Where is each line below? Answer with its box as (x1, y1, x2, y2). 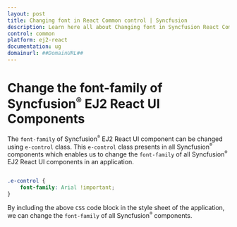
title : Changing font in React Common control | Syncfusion (7, 17, 188, 24)
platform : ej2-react (7, 37, 68, 44)
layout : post (7, 10, 46, 18)
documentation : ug (7, 43, 61, 50)
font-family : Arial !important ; (20, 184, 115, 191)
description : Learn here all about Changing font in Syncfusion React (7, 23, 219, 30)
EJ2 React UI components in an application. (7, 158, 134, 166)
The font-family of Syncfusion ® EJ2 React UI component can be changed (7, 135, 224, 143)
